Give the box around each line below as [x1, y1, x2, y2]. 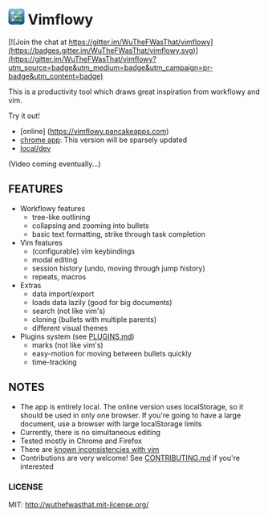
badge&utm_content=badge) [8, 71, 104, 80]
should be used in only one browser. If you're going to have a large [19, 410, 242, 420]
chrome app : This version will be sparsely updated [19, 135, 188, 145]
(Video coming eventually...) [8, 159, 102, 169]
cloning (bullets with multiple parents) [31, 314, 157, 324]
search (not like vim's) [31, 306, 106, 315]
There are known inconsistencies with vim [19, 444, 160, 454]
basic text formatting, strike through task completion [31, 229, 206, 238]
